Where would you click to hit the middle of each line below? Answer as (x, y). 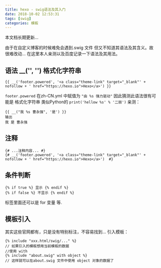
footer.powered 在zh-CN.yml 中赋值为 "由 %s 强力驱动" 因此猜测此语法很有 (79, 96)
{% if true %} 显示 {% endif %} (37, 188)
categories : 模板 (22, 23)
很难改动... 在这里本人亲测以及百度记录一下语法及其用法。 (63, 54)
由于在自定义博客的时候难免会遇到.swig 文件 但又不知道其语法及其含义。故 (79, 48)
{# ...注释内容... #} (25, 151)
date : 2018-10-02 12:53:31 (32, 14)
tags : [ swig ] (18, 18)
